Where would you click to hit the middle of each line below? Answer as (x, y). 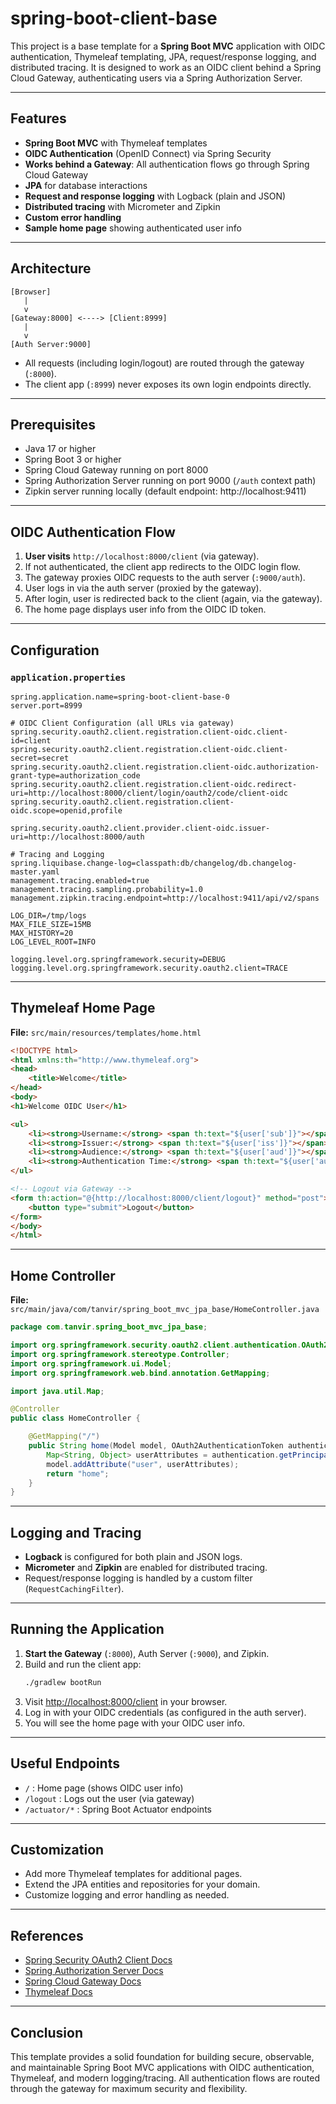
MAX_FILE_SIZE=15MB (51, 924)
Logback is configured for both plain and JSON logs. (133, 1557)
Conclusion (47, 2032)
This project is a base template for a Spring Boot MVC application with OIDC (168, 46)
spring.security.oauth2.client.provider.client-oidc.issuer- (140, 828)
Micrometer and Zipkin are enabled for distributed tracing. (146, 1568)
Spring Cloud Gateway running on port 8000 (116, 470)
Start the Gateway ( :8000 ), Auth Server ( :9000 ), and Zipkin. (147, 1653)
